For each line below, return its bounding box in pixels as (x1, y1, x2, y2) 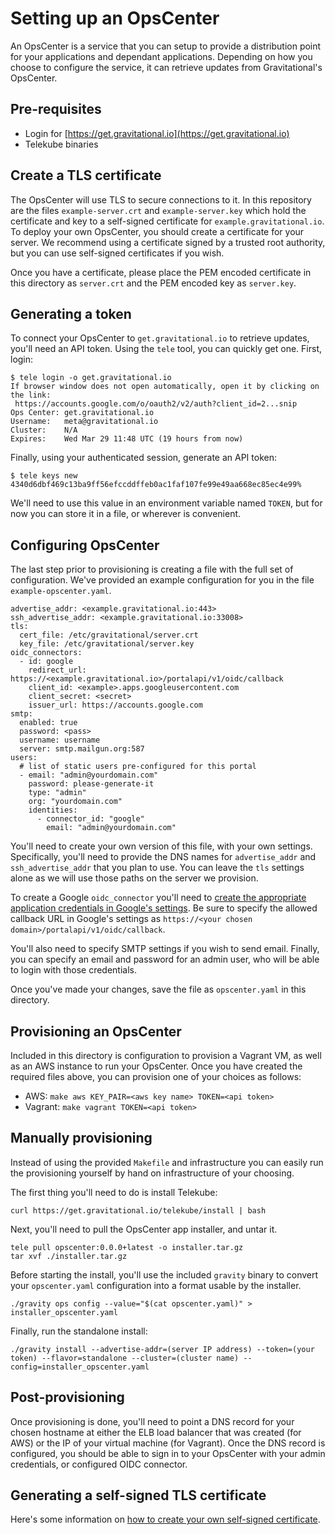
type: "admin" (28, 788, 87, 798)
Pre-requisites (10, 101, 102, 118)
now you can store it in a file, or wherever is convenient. (10, 508, 242, 520)
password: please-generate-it (28, 779, 155, 789)
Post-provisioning (10, 1389, 125, 1406)
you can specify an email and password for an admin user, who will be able (10, 953, 320, 966)
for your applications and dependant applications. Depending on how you (10, 50, 313, 62)
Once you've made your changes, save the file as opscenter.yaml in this (10, 983, 307, 996)
